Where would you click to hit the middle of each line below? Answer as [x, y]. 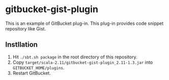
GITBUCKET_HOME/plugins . [38, 67]
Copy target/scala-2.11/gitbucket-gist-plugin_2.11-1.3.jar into [83, 62]
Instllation [22, 45]
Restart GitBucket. [32, 73]
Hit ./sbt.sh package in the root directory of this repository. [75, 57]
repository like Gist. [26, 28]
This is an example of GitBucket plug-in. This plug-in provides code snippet [84, 23]
